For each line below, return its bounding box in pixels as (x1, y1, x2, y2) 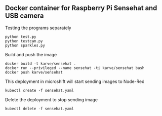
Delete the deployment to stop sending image (5, 96, 98, 103)
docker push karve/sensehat (5, 70, 63, 75)
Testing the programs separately (5, 25, 72, 31)
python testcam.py (5, 39, 43, 43)
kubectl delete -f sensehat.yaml (5, 106, 74, 111)
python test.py (5, 34, 37, 39)
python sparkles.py (5, 43, 45, 48)
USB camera (5, 12, 44, 20)
